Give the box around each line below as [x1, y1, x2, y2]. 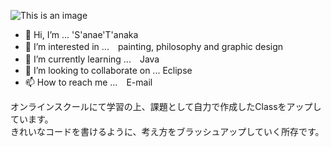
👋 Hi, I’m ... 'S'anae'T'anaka [24, 29, 139, 40]
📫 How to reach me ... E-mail [24, 76, 153, 88]
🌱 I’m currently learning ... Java [24, 53, 160, 65]
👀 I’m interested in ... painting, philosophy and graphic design [24, 41, 284, 52]
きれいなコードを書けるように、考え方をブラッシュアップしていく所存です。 [10, 126, 325, 137]
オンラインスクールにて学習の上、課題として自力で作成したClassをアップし [10, 101, 322, 112]
